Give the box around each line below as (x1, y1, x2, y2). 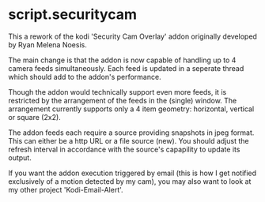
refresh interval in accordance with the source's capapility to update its (8, 144, 240, 154)
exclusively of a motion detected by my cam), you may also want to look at (8, 176, 252, 186)
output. (8, 152, 32, 163)
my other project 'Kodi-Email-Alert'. (8, 185, 124, 194)
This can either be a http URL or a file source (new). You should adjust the (8, 136, 249, 145)
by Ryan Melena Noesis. (8, 39, 87, 49)
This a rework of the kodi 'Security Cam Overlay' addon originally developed (8, 32, 257, 41)
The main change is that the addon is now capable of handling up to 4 (8, 55, 237, 65)
